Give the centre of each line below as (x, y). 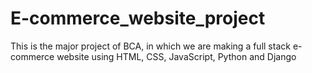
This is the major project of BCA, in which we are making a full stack (150, 46)
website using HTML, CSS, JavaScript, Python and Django (176, 56)
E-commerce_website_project (138, 18)
